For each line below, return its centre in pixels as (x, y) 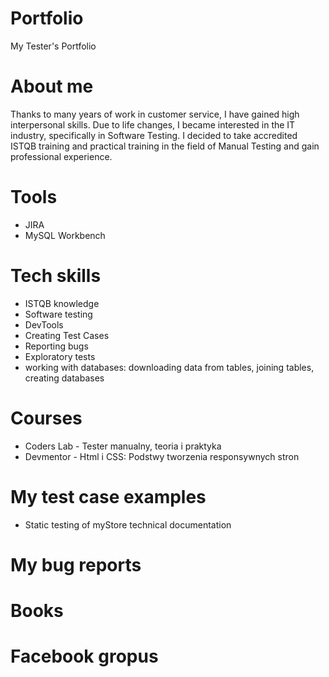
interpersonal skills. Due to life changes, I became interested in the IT (153, 124)
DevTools (44, 324)
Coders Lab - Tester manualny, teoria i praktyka (123, 446)
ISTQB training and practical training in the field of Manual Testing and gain (165, 146)
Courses (46, 418)
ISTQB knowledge (62, 303)
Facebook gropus (84, 656)
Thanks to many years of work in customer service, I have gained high (155, 114)
